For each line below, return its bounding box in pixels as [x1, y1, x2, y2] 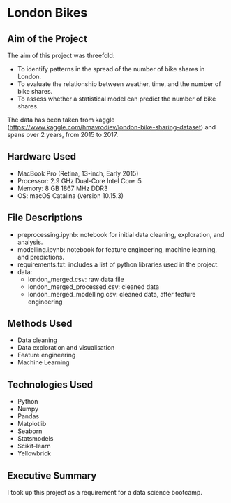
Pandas [17, 412, 40, 420]
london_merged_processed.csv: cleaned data [27, 282, 159, 291]
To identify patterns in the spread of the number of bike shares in [17, 65, 205, 73]
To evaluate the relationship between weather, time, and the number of [17, 80, 221, 88]
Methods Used [7, 318, 73, 330]
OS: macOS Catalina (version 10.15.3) [17, 191, 124, 200]
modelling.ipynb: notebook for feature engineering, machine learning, [17, 245, 218, 253]
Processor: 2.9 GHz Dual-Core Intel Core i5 [17, 176, 142, 185]
